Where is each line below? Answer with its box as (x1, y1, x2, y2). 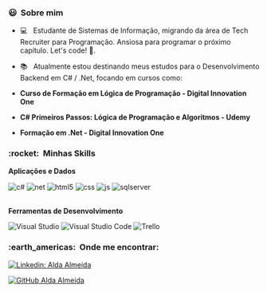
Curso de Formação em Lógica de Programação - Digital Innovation (19, 89, 247, 98)
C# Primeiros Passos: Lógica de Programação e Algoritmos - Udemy (19, 112, 251, 122)
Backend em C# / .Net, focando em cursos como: (19, 73, 183, 83)
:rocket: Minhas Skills (8, 148, 96, 159)
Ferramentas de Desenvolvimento (8, 207, 124, 216)
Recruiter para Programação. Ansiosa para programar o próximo (19, 37, 231, 47)
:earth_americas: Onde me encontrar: (8, 242, 159, 253)
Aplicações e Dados (8, 166, 76, 176)
